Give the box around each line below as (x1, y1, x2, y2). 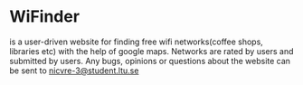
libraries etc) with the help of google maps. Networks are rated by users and (9, 45, 294, 56)
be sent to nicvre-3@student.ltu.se (9, 65, 139, 76)
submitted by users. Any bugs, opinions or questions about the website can (9, 55, 291, 66)
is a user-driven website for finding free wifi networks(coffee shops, (9, 36, 264, 47)
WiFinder (9, 6, 80, 27)
